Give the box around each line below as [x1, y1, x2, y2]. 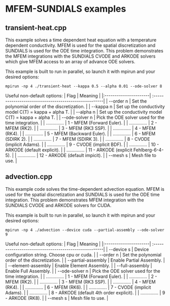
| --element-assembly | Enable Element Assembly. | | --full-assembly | [5, 262, 152, 268]
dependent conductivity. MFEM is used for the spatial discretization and [5, 42, 156, 48]
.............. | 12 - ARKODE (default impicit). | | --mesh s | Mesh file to [17, 152, 156, 158]
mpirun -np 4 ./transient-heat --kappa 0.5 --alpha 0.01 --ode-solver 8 [5, 84, 162, 89]
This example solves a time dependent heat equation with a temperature [5, 37, 157, 43]
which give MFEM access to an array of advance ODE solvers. [5, 59, 135, 64]
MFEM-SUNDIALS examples [5, 3, 126, 15]
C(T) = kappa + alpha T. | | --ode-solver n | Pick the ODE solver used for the [5, 114, 165, 120]
